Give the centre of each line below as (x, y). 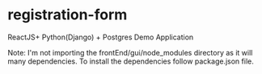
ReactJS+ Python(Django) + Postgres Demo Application (101, 37)
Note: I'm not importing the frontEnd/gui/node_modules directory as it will (130, 52)
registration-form (68, 15)
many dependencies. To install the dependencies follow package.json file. (131, 61)
